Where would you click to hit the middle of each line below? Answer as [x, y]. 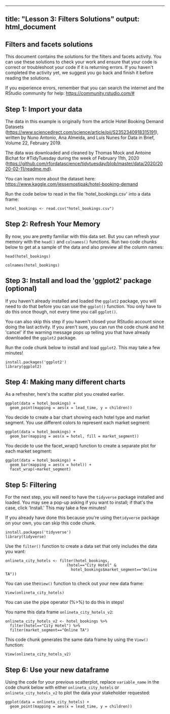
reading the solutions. [28, 78]
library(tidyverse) [26, 537]
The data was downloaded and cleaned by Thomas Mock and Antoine [78, 153]
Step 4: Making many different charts [65, 382]
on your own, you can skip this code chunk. [51, 523]
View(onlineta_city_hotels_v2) [38, 654]
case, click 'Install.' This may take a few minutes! [56, 508]
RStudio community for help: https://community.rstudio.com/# [70, 93]
